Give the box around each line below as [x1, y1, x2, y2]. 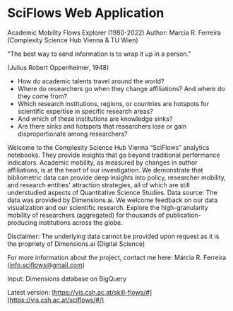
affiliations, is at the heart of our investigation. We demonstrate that [7, 165, 203, 174]
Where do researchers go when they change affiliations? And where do [17, 84, 225, 93]
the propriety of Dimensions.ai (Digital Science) [7, 239, 145, 248]
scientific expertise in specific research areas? [17, 107, 153, 115]
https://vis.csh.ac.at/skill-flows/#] [54, 288, 153, 296]
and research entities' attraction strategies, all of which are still [7, 180, 191, 189]
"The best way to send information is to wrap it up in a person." [7, 49, 191, 58]
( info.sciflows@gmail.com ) [7, 260, 85, 269]
